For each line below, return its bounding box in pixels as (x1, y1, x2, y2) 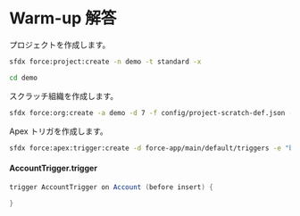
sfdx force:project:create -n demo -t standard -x (9, 57, 202, 66)
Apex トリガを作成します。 (9, 126, 109, 137)
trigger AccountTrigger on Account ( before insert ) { (9, 182, 214, 192)
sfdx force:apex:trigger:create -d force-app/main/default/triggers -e (9, 144, 281, 153)
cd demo (9, 73, 38, 82)
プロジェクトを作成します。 (9, 39, 111, 50)
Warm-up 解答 (9, 8, 117, 29)
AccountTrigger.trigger (9, 162, 98, 174)
